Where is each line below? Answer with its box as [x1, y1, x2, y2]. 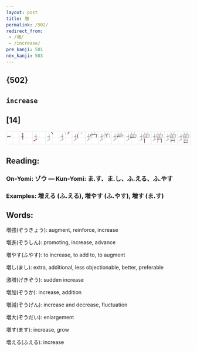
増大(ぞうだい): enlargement [6, 314, 74, 321]
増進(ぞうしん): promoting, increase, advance [6, 239, 116, 246]
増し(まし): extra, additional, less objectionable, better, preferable [6, 264, 164, 271]
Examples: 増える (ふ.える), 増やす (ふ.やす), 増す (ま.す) [6, 191, 164, 200]
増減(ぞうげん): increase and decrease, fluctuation [6, 301, 128, 308]
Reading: [6, 156, 40, 166]
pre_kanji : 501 [6, 47, 43, 53]
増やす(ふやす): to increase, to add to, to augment [6, 251, 125, 258]
